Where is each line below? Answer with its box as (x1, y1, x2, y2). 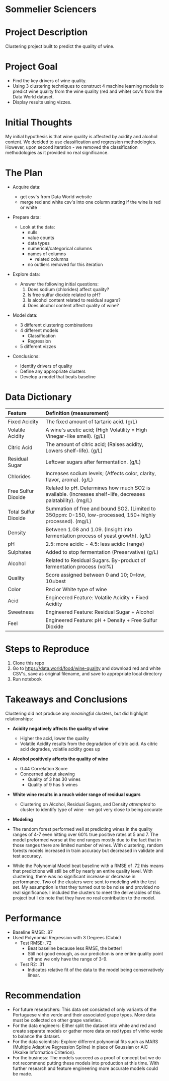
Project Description (5, 27, 88, 38)
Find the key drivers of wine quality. (12, 78, 87, 84)
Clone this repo (12, 660, 44, 666)
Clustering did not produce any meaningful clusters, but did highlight (5, 710, 148, 716)
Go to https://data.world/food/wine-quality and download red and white (12, 665, 161, 671)
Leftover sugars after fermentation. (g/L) (45, 458, 141, 465)
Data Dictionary (5, 391, 72, 403)
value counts (27, 235, 54, 241)
